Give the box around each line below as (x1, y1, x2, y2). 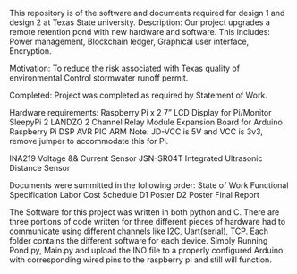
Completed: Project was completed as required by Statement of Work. (9, 90, 268, 100)
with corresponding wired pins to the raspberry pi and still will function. (9, 254, 273, 265)
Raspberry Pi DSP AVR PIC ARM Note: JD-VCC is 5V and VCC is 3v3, (9, 126, 264, 137)
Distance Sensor (9, 163, 71, 173)
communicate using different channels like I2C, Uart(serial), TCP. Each (9, 226, 269, 236)
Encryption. (9, 46, 52, 56)
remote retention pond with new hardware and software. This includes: (9, 27, 271, 37)
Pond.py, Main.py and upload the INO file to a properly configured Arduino (9, 245, 284, 255)
